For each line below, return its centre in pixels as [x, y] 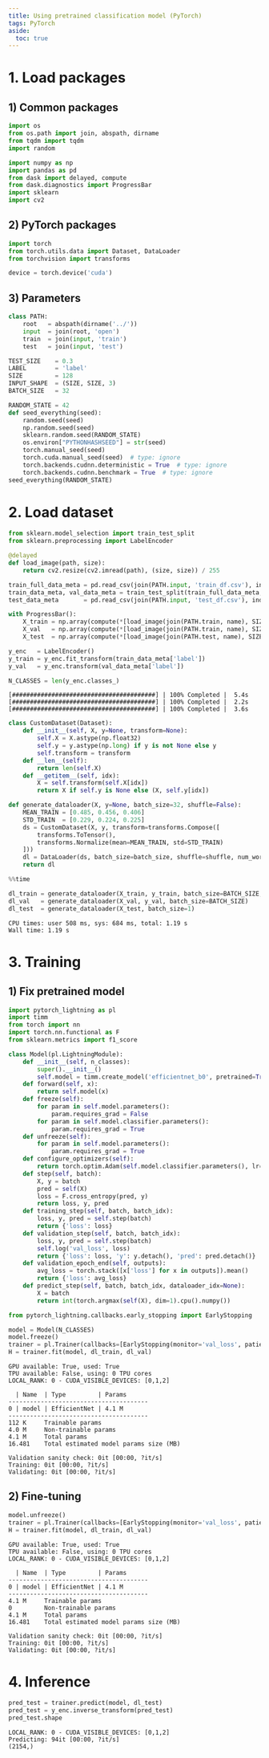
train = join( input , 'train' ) [75, 339]
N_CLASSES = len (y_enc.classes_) [64, 681]
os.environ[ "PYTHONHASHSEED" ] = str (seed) [94, 443]
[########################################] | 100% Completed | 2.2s [128, 702]
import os [25, 126]
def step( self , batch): [62, 1173]
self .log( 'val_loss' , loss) [84, 1248]
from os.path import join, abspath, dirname [84, 133]
